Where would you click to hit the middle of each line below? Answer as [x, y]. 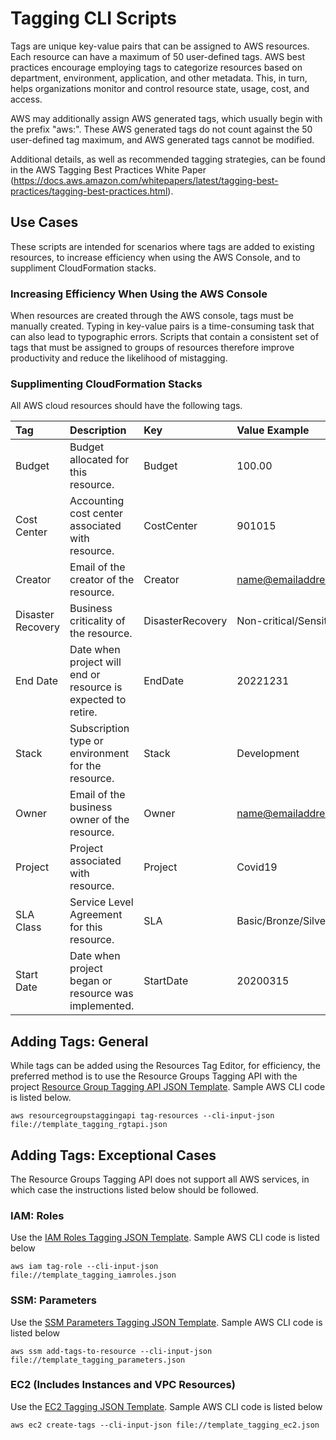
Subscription [99, 729]
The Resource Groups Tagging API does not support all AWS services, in [160, 1179]
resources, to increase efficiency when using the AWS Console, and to [155, 257]
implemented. [102, 1006]
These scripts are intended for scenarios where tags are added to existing [162, 246]
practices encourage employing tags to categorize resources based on [156, 67]
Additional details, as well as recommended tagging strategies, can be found [168, 159]
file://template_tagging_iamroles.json [93, 1275]
